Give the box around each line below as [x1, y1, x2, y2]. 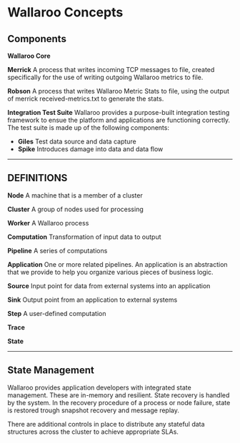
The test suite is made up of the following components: [7, 123, 170, 132]
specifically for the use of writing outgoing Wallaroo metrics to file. [7, 73, 204, 81]
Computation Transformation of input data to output [7, 233, 162, 241]
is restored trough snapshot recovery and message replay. [7, 406, 180, 414]
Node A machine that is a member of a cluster [7, 190, 143, 200]
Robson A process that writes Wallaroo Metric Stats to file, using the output [7, 87, 230, 95]
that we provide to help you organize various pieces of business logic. [7, 268, 214, 276]
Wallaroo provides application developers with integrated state [7, 383, 191, 392]
